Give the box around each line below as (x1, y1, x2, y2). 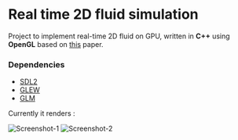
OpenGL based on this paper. (8, 39, 104, 48)
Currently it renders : (8, 109, 76, 118)
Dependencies (8, 59, 65, 70)
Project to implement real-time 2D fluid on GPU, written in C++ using (8, 31, 230, 41)
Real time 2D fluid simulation (8, 5, 199, 23)
